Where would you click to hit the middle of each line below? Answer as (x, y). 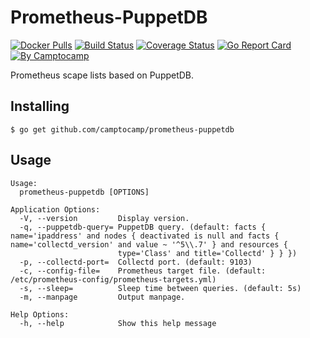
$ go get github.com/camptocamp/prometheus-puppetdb (122, 129)
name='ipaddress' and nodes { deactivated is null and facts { (145, 236)
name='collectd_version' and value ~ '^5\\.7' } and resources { (149, 244)
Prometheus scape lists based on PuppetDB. (102, 75)
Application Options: (55, 209)
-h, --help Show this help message (118, 323)
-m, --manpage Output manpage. (102, 297)
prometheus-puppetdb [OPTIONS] (84, 192)
